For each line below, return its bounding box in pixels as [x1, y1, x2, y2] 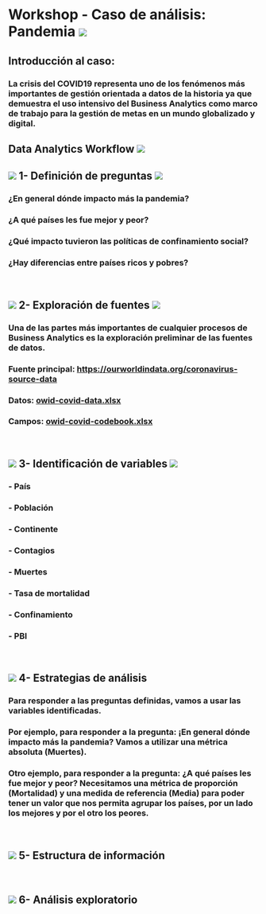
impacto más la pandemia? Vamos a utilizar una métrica [8, 737, 228, 748]
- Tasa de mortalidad [8, 587, 90, 598]
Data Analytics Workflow [8, 142, 135, 156]
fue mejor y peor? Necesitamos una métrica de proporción [8, 778, 238, 789]
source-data [8, 373, 58, 384]
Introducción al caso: [8, 54, 115, 68]
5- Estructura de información [18, 849, 165, 862]
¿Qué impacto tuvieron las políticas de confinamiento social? [8, 236, 249, 247]
